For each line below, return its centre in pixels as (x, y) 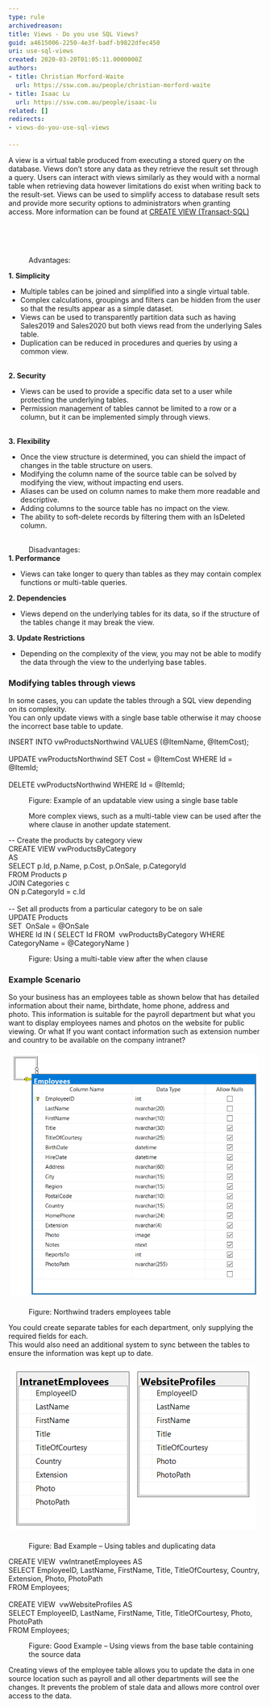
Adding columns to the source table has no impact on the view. (125, 508)
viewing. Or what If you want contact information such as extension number (134, 1031)
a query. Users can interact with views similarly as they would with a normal (134, 177)
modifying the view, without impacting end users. (102, 482)
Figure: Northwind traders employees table (100, 1312)
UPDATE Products (38, 918)
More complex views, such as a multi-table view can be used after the (145, 816)
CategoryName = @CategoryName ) (69, 943)
